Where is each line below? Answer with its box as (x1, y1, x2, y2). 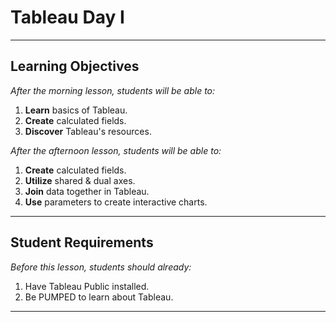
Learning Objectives (10, 58, 140, 75)
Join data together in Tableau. (24, 185, 150, 197)
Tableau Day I (10, 6, 125, 29)
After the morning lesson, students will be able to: (10, 84, 216, 96)
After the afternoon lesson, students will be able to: (10, 144, 222, 156)
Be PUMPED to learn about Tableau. (24, 291, 174, 303)
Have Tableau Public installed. (24, 280, 150, 292)
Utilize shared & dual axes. (24, 174, 136, 186)
